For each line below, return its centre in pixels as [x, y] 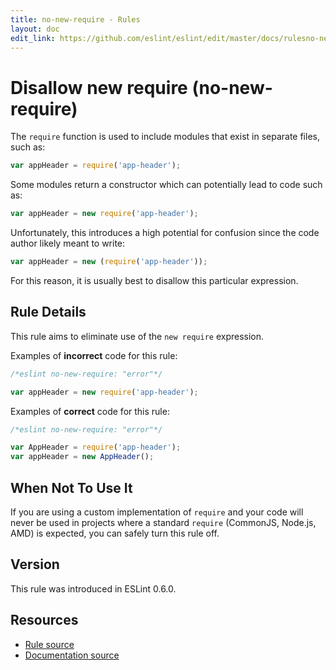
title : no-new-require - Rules [75, 19]
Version [35, 564]
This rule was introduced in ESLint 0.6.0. [93, 588]
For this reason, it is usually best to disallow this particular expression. [154, 280]
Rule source [49, 644]
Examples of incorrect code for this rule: [94, 355]
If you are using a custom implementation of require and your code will [157, 512]
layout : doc [35, 29]
